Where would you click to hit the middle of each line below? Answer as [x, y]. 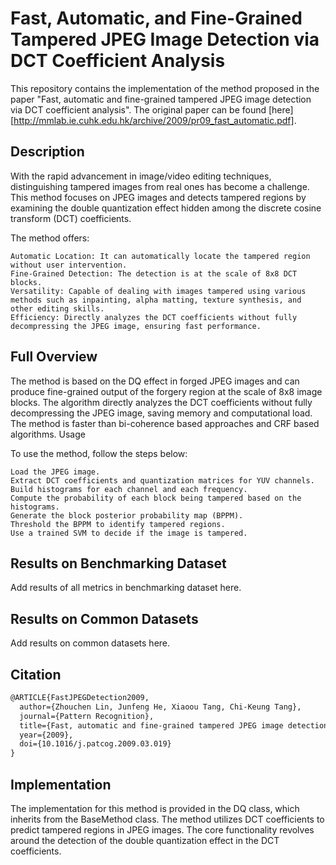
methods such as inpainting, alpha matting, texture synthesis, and [156, 300]
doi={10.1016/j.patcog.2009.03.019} [95, 744]
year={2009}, [46, 735]
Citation [36, 674]
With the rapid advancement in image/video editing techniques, [141, 176]
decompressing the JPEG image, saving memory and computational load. [161, 413]
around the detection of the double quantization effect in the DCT [145, 840]
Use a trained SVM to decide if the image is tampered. [129, 533]
